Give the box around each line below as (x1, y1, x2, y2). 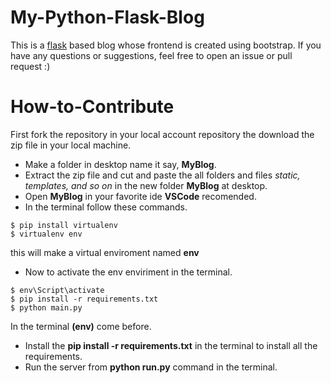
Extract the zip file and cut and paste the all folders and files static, (24, 169, 301, 181)
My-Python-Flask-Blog (10, 6, 205, 29)
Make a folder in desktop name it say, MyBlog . (24, 158, 217, 170)
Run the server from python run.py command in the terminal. (24, 361, 278, 373)
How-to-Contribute (10, 96, 175, 118)
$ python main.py (10, 302, 83, 313)
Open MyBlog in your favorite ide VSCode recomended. (24, 190, 257, 202)
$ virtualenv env (10, 229, 83, 239)
